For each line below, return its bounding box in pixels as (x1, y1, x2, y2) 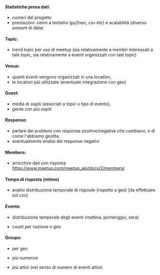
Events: (5, 204, 21, 210)
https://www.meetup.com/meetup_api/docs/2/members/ (12, 165, 125, 171)
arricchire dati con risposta (12, 160, 66, 166)
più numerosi (12, 255, 39, 260)
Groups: (5, 235, 22, 241)
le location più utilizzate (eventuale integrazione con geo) (12, 79, 127, 85)
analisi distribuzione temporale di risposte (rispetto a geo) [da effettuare (12, 187, 156, 193)
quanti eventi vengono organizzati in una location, (12, 74, 112, 80)
